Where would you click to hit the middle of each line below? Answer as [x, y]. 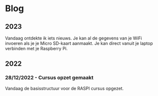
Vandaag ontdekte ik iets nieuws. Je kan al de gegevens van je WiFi [74, 38]
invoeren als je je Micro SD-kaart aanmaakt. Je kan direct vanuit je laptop [79, 43]
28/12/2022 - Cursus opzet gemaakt [49, 77]
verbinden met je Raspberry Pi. [36, 48]
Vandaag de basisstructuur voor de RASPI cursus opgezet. [65, 88]
